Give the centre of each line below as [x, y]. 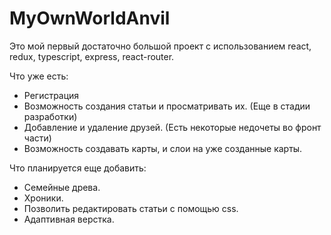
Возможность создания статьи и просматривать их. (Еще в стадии [167, 106]
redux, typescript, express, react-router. [92, 56]
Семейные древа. [62, 187]
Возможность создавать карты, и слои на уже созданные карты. [163, 148]
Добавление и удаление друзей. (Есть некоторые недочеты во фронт [172, 127]
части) [37, 138]
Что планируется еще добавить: [78, 168]
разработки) [50, 116]
